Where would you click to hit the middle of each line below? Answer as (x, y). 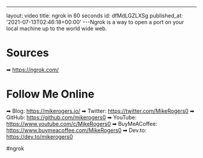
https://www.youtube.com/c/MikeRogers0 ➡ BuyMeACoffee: (82, 123)
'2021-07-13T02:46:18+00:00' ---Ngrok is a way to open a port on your (95, 22)
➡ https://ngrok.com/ (33, 70)
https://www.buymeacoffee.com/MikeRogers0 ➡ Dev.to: (76, 130)
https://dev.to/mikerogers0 (40, 136)
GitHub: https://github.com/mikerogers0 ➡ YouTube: (72, 117)
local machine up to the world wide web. (57, 28)
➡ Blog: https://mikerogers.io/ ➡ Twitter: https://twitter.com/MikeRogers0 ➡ (100, 111)
